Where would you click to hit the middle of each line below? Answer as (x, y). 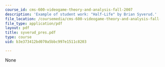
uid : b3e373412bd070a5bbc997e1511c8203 (46, 42)
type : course (18, 37)
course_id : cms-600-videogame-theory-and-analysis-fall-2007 (69, 10)
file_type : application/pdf (34, 23)
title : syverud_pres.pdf (30, 33)
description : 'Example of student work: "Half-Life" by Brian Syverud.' (81, 14)
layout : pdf (17, 28)
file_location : (21, 19)
